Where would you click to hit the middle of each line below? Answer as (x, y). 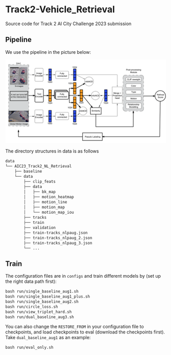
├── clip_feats (40, 181)
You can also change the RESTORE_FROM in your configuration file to (75, 327)
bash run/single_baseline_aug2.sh (42, 302)
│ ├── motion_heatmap (49, 197)
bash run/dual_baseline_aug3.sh (40, 317)
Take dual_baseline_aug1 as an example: (48, 338)
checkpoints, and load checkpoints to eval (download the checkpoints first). (85, 332)
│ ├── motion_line (45, 202)
